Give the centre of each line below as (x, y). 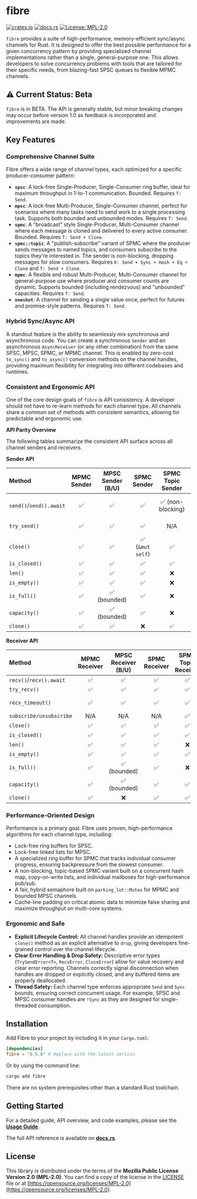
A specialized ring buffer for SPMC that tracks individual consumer (95, 859)
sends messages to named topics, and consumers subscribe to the (96, 250)
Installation (27, 1024)
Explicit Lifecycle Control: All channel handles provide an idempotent (99, 936)
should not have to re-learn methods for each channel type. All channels (94, 406)
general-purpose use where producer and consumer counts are (92, 281)
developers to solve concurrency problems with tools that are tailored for (94, 64)
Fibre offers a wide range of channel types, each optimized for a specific (94, 170)
